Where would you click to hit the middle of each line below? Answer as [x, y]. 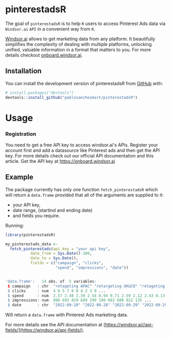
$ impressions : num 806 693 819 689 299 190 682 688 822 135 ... [79, 300]
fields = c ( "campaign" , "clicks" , [67, 263]
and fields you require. [36, 216]
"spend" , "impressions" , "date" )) [92, 268]
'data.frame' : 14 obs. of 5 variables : [51, 281]
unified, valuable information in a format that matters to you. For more [78, 49]
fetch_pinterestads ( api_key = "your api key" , [60, 249]
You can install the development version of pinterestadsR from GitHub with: [84, 83]
